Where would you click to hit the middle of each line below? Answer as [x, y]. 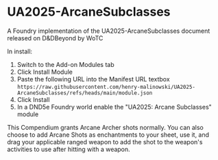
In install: [20, 51]
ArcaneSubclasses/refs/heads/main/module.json [85, 93]
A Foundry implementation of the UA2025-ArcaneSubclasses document [109, 31]
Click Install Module [45, 72]
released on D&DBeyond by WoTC [55, 38]
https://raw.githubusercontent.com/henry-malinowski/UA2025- [106, 87]
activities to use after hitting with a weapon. [69, 149]
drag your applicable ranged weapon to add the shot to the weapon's [105, 142]
